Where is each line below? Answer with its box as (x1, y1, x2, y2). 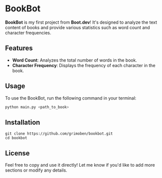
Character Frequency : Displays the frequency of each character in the (12, 62, 156, 68)
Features (5, 44, 33, 52)
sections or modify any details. (5, 167, 67, 173)
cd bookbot (5, 136, 27, 141)
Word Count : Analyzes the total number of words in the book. (12, 57, 137, 63)
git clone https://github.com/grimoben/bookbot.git (5, 131, 113, 136)
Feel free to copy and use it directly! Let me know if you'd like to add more (5, 162, 156, 168)
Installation (5, 118, 40, 126)
